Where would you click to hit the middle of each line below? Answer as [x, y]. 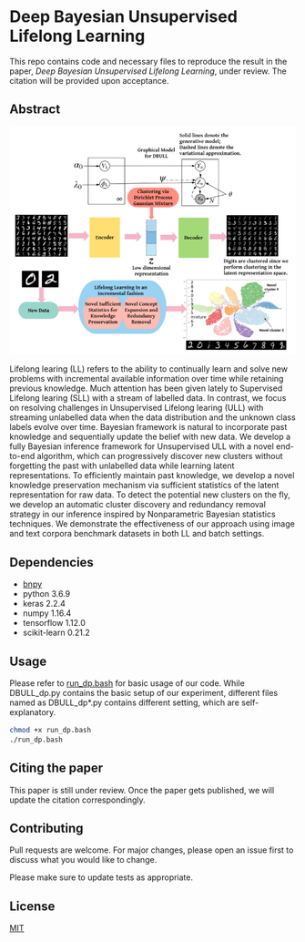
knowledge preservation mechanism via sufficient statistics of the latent [144, 486]
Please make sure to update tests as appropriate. [102, 877]
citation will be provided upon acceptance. [89, 80]
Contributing [46, 828]
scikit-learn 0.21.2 [56, 633]
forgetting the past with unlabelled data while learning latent [122, 466]
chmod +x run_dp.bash [51, 731]
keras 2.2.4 [44, 604]
